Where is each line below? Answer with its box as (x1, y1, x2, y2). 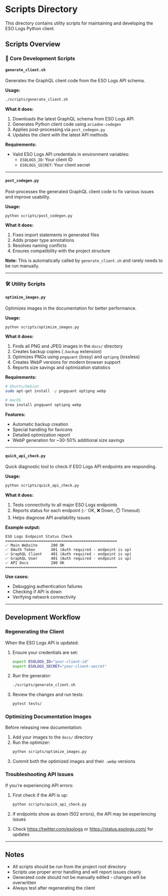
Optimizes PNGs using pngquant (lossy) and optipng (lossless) (12, 354, 140, 360)
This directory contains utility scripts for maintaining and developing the (5, 20, 153, 26)
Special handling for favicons (12, 426, 72, 432)
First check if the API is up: (12, 792, 68, 798)
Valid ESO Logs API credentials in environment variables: (12, 152, 130, 158)
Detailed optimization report (12, 431, 70, 437)
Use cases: (5, 573, 29, 579)
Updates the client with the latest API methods (12, 132, 108, 138)
